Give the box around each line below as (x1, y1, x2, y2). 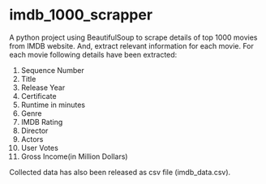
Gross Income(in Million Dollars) (20, 152, 128, 161)
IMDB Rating (20, 117, 63, 126)
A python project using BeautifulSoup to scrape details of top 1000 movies (9, 32, 258, 42)
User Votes (20, 143, 59, 152)
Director (20, 126, 49, 135)
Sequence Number (20, 65, 84, 75)
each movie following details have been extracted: (9, 49, 178, 59)
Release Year (20, 83, 66, 92)
